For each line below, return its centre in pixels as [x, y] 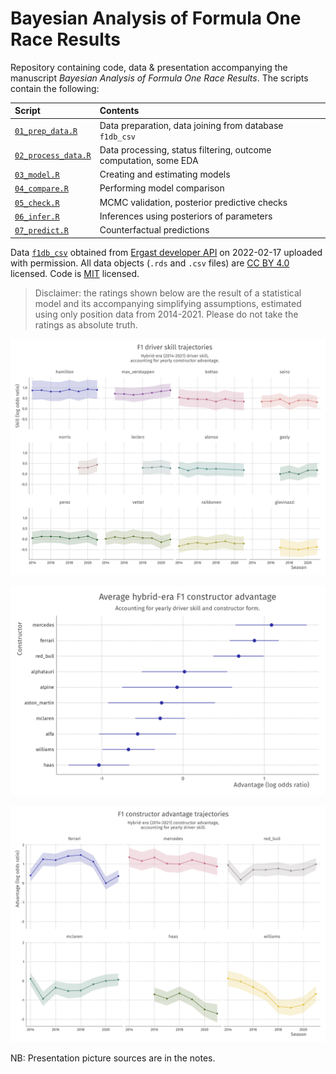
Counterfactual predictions [154, 230]
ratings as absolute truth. [86, 324]
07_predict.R [41, 231]
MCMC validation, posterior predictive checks [193, 202]
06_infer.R [37, 217]
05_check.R [37, 203]
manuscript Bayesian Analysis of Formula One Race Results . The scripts [159, 78]
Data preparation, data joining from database [191, 125]
